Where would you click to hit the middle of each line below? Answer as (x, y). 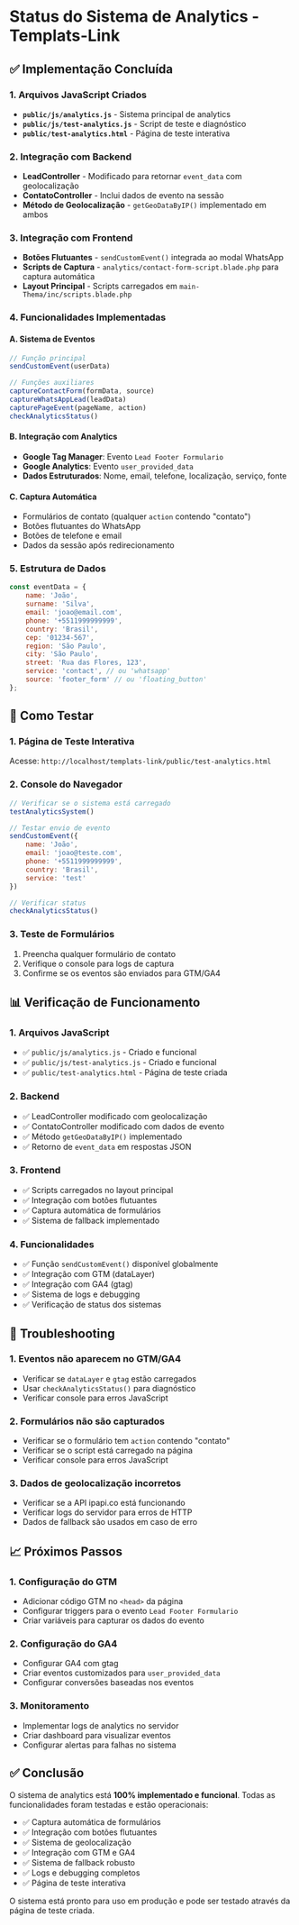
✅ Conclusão (47, 1773)
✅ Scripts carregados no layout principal (98, 1190)
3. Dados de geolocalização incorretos (95, 1483)
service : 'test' (56, 878)
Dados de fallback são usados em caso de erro (110, 1522)
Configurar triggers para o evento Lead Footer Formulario (130, 1611)
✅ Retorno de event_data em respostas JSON (107, 1146)
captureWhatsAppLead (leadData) (68, 400)
